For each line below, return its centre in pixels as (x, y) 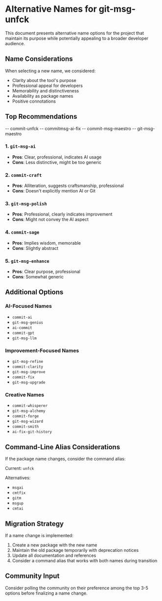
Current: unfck (20, 468)
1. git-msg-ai (20, 146)
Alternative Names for (51, 9)
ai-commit (22, 328)
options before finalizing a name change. (46, 593)
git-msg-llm (24, 338)
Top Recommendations (41, 117)
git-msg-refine (28, 362)
